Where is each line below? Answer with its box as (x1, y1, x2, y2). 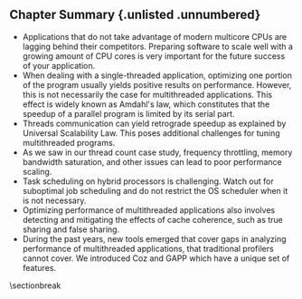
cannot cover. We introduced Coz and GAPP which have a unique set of (22, 253, 290, 264)
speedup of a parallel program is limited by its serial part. (22, 108, 235, 119)
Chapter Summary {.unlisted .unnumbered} (9, 7, 260, 23)
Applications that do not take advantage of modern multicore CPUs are (22, 31, 288, 42)
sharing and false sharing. (22, 224, 120, 235)
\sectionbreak (9, 280, 61, 291)
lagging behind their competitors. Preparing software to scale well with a (22, 41, 294, 52)
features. (22, 262, 57, 273)
